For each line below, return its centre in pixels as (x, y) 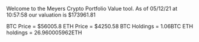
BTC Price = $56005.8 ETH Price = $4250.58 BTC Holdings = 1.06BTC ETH (100, 26)
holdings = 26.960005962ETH (44, 33)
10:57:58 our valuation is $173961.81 (51, 15)
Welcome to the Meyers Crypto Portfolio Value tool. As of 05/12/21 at (92, 9)
